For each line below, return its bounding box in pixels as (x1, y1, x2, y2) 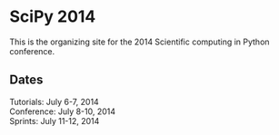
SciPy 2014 (9, 6, 96, 27)
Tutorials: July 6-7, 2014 (9, 96, 100, 107)
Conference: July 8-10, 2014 (9, 106, 116, 117)
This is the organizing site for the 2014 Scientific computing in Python (9, 36, 270, 47)
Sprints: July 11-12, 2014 (9, 115, 100, 126)
